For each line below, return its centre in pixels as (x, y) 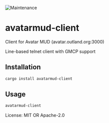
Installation (23, 67)
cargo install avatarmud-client (39, 78)
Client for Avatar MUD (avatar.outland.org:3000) (55, 41)
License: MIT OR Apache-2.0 (35, 115)
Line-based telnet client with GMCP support (50, 51)
